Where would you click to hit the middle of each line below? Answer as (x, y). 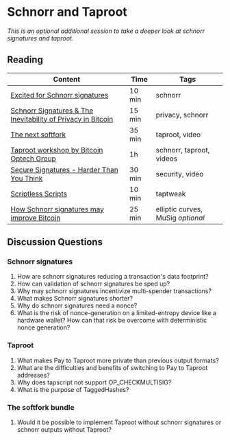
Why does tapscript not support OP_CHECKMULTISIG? (94, 382)
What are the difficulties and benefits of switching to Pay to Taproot (112, 367)
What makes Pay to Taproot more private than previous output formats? (118, 360)
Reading (25, 60)
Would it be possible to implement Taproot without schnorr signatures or (119, 422)
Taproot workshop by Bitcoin (57, 150)
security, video (180, 174)
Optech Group (33, 159)
